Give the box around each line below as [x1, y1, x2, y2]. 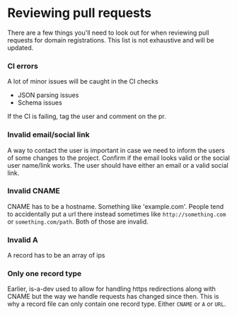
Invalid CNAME [7, 186, 60, 196]
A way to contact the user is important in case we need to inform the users [7, 146, 225, 154]
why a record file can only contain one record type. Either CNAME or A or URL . [7, 299, 226, 309]
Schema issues [17, 98, 62, 107]
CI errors [7, 61, 39, 71]
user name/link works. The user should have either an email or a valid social [7, 161, 229, 169]
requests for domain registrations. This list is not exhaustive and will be [7, 35, 214, 44]
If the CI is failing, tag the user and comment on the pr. [7, 112, 166, 121]
